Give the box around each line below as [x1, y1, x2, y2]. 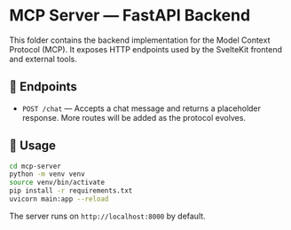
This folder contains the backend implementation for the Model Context [9, 35, 271, 45]
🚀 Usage [9, 139, 56, 154]
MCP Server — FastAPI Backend [9, 5, 251, 26]
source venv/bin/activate [9, 178, 105, 187]
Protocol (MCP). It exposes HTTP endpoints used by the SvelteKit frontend [9, 44, 282, 54]
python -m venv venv [9, 170, 86, 178]
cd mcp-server [9, 162, 62, 171]
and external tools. [9, 53, 78, 64]
